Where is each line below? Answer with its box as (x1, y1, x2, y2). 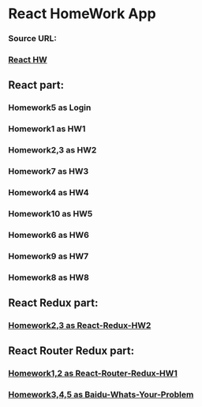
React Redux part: (8, 296, 99, 310)
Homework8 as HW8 (8, 272, 89, 283)
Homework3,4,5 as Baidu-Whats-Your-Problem (8, 389, 194, 400)
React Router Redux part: (8, 345, 135, 358)
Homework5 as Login (8, 102, 92, 113)
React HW (8, 55, 47, 66)
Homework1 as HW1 (8, 123, 86, 134)
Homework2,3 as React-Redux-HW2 (8, 320, 151, 331)
